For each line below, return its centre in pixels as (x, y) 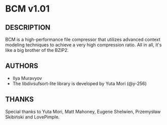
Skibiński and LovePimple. (32, 117)
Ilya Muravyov (27, 78)
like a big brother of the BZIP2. (37, 50)
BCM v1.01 (27, 9)
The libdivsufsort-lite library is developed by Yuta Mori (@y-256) (80, 83)
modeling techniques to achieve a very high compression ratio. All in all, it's (83, 45)
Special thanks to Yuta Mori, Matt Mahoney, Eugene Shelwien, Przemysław (83, 111)
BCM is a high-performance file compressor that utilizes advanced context (83, 39)
